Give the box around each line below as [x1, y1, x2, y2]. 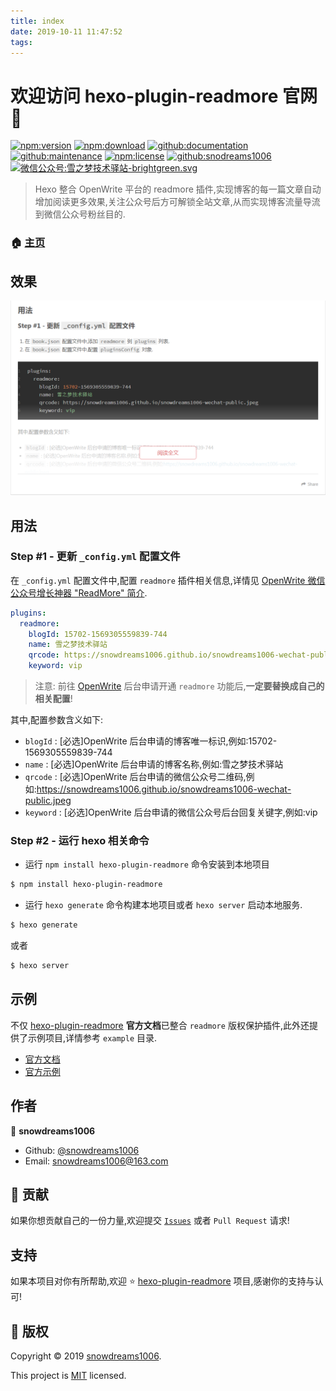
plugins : [10, 608, 47, 618]
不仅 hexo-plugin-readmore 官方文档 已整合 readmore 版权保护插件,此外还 [10, 1019, 310, 1031]
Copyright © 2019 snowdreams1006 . [10, 1350, 162, 1362]
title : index [10, 16, 65, 26]
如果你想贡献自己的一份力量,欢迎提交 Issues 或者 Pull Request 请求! [10, 1215, 290, 1227]
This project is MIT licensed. [10, 1370, 127, 1382]
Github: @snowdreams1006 [24, 1144, 140, 1156]
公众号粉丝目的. [61, 208, 126, 220]
